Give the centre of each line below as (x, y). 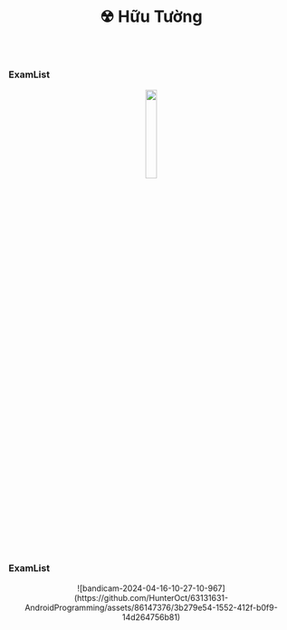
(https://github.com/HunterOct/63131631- (151, 597)
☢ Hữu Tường (151, 17)
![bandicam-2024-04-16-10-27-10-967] (151, 588)
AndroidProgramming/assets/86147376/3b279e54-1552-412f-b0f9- (151, 607)
